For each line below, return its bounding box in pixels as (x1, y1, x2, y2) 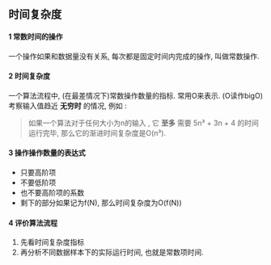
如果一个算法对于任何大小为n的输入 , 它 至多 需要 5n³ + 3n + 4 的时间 (28, 118, 259, 128)
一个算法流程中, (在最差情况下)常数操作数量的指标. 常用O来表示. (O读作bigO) (8, 90, 264, 100)
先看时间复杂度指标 (19, 238, 85, 247)
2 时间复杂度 (8, 71, 51, 81)
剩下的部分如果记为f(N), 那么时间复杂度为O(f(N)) (19, 198, 182, 208)
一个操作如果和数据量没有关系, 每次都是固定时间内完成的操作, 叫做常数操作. (8, 51, 260, 61)
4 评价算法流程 (8, 217, 58, 228)
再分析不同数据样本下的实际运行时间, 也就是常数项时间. (19, 247, 204, 257)
